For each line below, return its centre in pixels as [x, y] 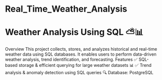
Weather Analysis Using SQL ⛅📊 [74, 32]
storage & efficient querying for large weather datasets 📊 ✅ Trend [85, 65]
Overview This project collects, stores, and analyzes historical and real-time [81, 49]
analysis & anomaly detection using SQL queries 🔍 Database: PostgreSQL [79, 73]
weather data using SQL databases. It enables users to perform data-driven [81, 54]
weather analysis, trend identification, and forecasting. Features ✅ [71, 60]
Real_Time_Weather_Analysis [66, 9]
